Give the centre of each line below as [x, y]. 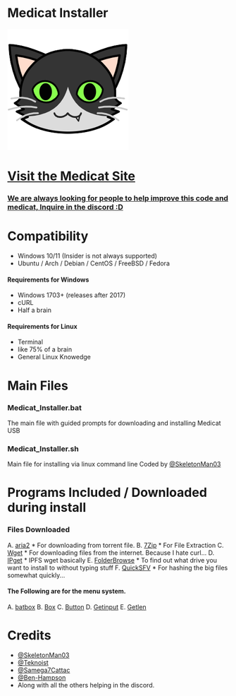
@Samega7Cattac [44, 670]
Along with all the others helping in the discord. [86, 685]
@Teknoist [33, 662]
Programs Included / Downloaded [107, 493]
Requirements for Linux [42, 326]
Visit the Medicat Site [72, 176]
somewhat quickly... [36, 575]
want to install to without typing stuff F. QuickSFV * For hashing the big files [118, 568]
